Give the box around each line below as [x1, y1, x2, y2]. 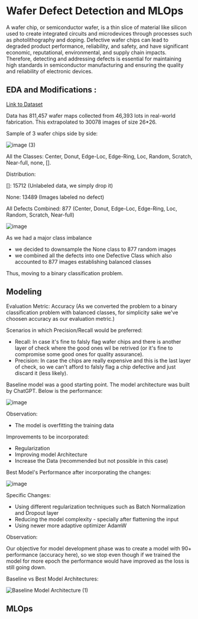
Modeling [6, 287, 42, 297]
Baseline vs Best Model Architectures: [6, 575, 99, 582]
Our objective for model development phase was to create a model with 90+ [6, 544, 192, 552]
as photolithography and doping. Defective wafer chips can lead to [6, 36, 168, 43]
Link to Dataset [6, 101, 43, 108]
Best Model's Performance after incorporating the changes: [6, 469, 151, 476]
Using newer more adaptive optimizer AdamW [14, 522, 127, 529]
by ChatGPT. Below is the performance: [6, 387, 103, 394]
